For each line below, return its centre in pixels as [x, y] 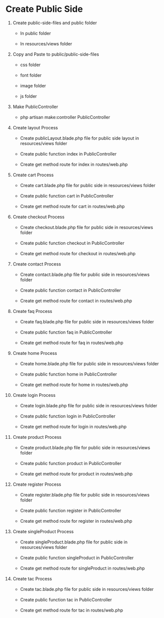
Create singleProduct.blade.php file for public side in [74, 542]
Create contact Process [37, 264]
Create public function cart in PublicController [67, 195]
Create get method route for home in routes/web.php [74, 385]
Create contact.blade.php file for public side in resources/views [85, 274]
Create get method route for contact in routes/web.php [76, 301]
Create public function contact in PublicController [70, 290]
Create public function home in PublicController [69, 374]
